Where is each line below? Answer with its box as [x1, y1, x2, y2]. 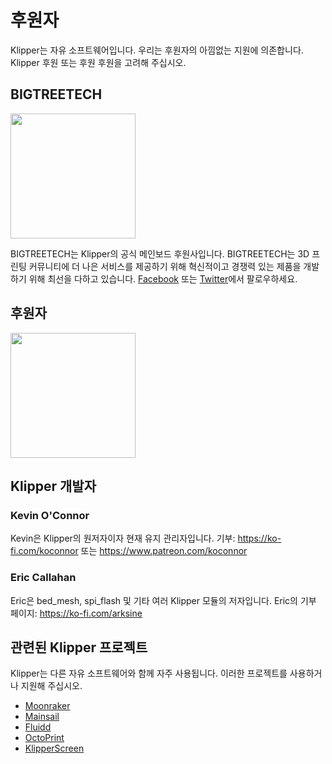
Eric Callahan [10, 571, 77, 585]
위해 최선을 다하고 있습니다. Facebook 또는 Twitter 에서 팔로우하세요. [28, 272, 298, 285]
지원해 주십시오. [20, 680, 83, 692]
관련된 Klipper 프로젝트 [10, 639, 148, 656]
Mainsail [24, 711, 60, 723]
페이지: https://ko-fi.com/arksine [10, 607, 143, 619]
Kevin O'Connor [10, 508, 90, 522]
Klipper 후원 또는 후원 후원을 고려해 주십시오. [10, 56, 187, 68]
